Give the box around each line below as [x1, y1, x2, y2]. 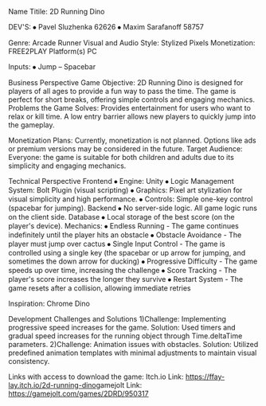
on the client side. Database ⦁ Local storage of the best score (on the [8, 213, 235, 221]
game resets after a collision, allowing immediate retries [8, 283, 191, 293]
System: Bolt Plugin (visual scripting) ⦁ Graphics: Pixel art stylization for [8, 185, 243, 194]
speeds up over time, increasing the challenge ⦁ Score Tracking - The [8, 266, 237, 275]
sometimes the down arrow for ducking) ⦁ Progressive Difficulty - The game [8, 256, 258, 266]
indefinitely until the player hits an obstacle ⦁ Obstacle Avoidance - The [8, 230, 242, 240]
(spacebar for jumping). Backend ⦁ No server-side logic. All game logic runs [8, 203, 257, 213]
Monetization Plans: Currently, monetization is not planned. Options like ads [8, 135, 256, 145]
